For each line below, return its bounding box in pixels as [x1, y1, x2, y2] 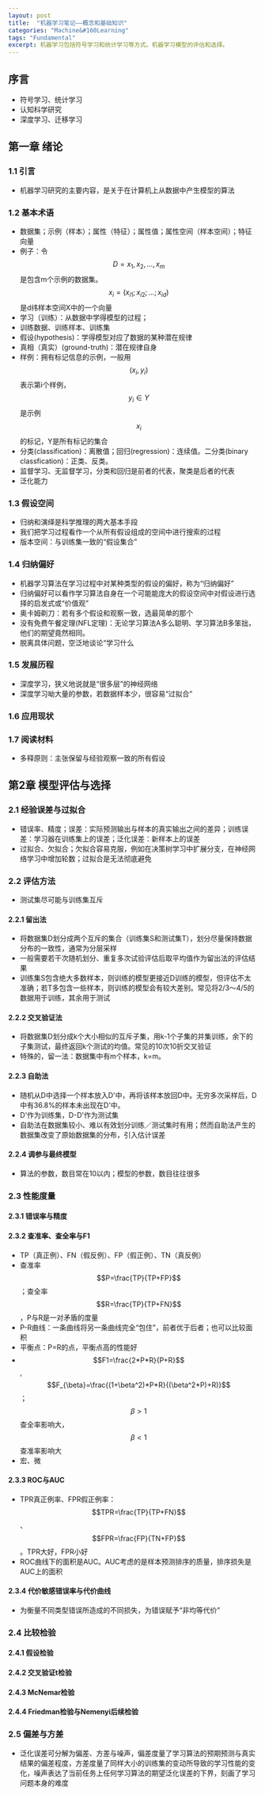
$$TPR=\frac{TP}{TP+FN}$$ [92, 1507, 186, 1517]
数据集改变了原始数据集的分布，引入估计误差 [19, 1130, 166, 1139]
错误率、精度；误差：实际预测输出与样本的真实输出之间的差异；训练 [19, 824, 242, 833]
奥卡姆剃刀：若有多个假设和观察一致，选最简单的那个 [19, 608, 194, 618]
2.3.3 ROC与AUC [8, 1475, 65, 1485]
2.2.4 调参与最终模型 [8, 1149, 77, 1159]
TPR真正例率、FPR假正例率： [19, 1494, 116, 1503]
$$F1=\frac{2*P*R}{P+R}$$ [93, 1355, 185, 1365]
